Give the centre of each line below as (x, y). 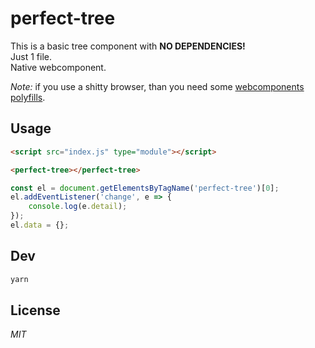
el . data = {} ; (40, 225)
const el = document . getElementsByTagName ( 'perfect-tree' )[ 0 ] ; (145, 188)
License (35, 310)
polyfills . (28, 97)
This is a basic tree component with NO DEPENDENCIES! (128, 46)
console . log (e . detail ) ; (78, 207)
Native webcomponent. (58, 67)
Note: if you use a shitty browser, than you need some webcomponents (157, 86)
